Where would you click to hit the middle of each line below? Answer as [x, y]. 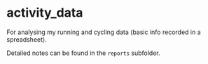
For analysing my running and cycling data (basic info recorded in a [104, 32]
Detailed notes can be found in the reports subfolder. [83, 53]
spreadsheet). [27, 39]
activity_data [45, 13]
